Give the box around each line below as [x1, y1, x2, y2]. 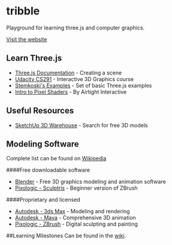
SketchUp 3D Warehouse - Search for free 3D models [14, 121, 148, 129]
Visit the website [6, 35, 47, 43]
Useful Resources [6, 106, 74, 116]
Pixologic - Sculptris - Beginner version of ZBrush [14, 184, 138, 192]
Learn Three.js [6, 53, 62, 64]
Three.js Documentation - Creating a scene [14, 69, 122, 76]
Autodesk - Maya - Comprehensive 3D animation [14, 214, 136, 222]
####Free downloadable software [6, 166, 90, 174]
